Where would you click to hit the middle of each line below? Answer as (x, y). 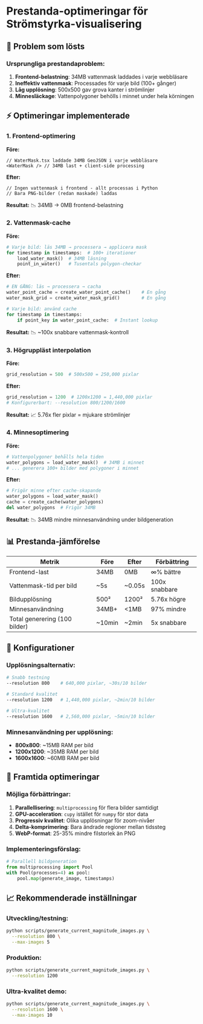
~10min (108, 623)
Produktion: (24, 957)
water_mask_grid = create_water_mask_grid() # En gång (86, 298)
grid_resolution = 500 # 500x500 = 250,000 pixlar (72, 374)
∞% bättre (166, 572)
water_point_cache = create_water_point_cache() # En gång (86, 292)
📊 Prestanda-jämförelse (53, 542)
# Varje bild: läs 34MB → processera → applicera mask (77, 247)
